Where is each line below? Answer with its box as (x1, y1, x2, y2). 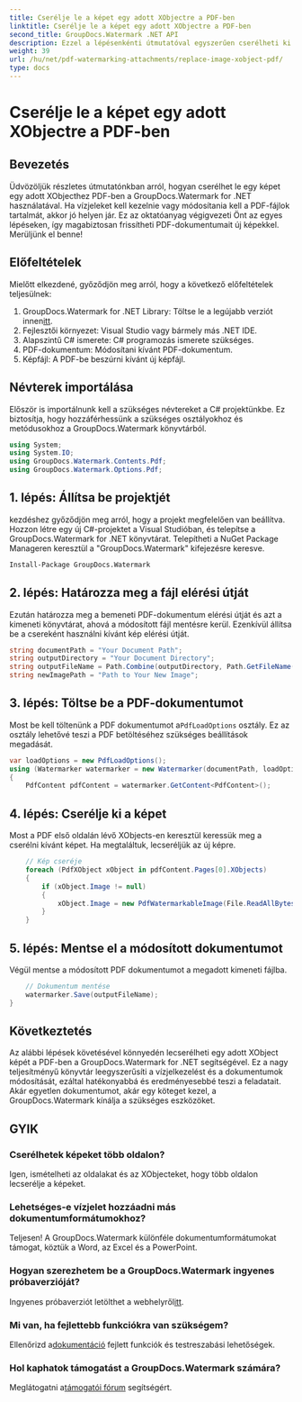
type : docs (9, 64, 50, 73)
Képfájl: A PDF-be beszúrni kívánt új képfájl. (22, 353, 186, 365)
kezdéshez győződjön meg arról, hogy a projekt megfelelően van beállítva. (9, 514, 286, 525)
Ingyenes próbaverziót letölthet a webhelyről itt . (9, 1296, 184, 1307)
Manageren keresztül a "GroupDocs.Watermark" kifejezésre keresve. (9, 542, 265, 554)
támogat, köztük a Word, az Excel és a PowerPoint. (9, 1242, 198, 1253)
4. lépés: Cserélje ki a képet (9, 806, 167, 821)
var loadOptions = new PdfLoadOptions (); (9, 755, 167, 765)
